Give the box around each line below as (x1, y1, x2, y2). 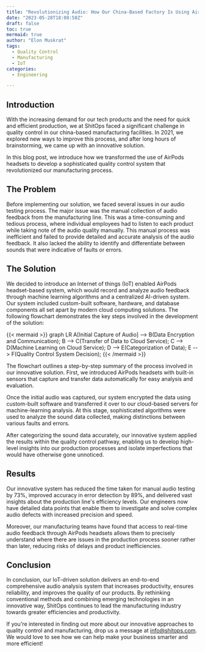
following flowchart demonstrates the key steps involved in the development (6, 313, 198, 320)
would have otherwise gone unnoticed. (6, 451, 104, 458)
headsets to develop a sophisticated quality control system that (6, 160, 166, 168)
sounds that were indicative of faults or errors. (6, 246, 123, 253)
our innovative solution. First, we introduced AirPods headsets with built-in (6, 368, 194, 376)
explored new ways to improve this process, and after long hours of (6, 135, 176, 143)
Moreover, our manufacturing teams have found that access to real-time (6, 522, 188, 530)
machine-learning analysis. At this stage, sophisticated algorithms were (6, 406, 186, 413)
